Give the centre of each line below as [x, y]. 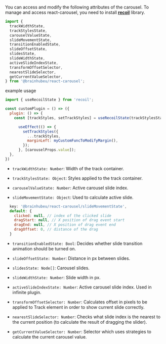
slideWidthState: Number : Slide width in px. [56, 277]
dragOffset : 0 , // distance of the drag [56, 230]
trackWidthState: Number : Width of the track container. [68, 168]
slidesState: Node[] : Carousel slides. [51, 268]
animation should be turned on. [44, 248]
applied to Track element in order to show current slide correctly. [78, 307]
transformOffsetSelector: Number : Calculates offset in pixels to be [80, 302]
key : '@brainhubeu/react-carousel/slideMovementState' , [68, 206]
